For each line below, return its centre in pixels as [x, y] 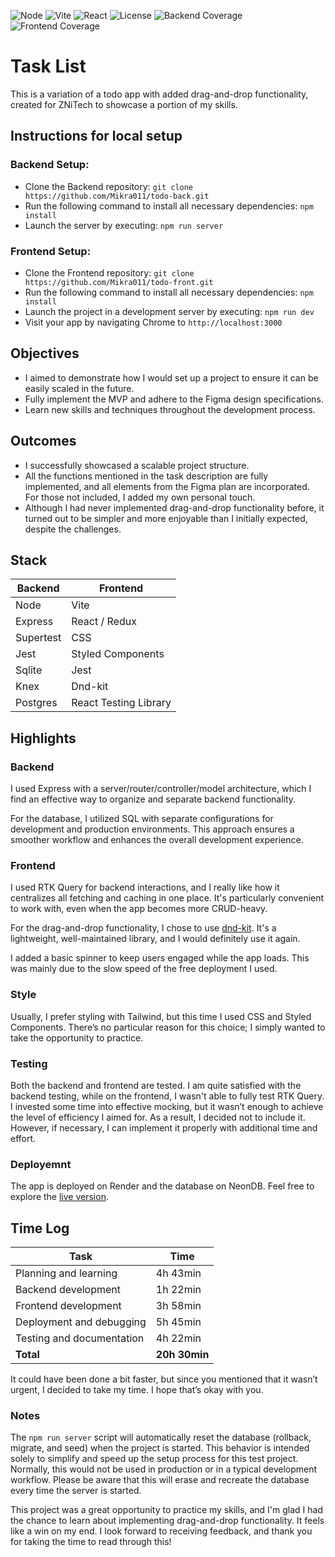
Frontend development [68, 1306]
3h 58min [178, 1306]
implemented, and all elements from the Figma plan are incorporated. [167, 486]
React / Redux [104, 622]
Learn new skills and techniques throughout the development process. [170, 409]
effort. [23, 1138]
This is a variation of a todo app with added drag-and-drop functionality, [159, 94]
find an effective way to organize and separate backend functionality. [153, 799]
